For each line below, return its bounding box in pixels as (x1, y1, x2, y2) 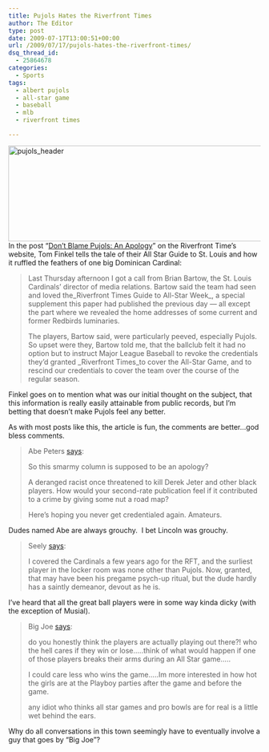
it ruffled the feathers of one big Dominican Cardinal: (8, 257, 183, 267)
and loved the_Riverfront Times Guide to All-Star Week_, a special (27, 290, 246, 300)
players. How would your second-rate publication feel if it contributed (27, 486, 258, 495)
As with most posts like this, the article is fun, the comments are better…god (8, 422, 259, 431)
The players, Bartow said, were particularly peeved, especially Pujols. (27, 331, 258, 341)
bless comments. (8, 431, 66, 440)
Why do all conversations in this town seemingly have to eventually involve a (8, 726, 260, 736)
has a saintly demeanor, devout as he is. (27, 582, 161, 592)
